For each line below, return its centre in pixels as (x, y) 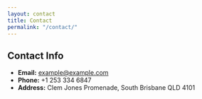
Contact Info (36, 56)
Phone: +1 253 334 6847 (54, 80)
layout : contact (31, 14)
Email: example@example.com (63, 73)
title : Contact (30, 21)
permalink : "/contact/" (43, 27)
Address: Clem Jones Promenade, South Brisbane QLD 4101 (106, 88)
